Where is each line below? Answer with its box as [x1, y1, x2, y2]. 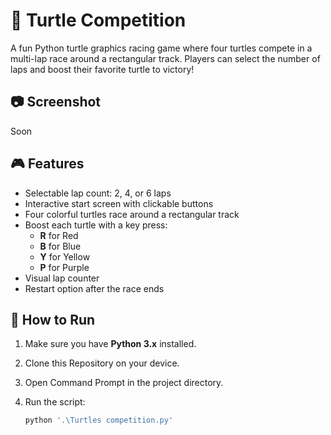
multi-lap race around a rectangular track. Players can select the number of [10, 52, 321, 64]
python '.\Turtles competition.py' [24, 415, 174, 426]
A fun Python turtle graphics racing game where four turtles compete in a [10, 42, 313, 54]
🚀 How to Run [10, 311, 96, 328]
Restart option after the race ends [24, 282, 165, 294]
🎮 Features [10, 155, 85, 173]
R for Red [39, 229, 79, 241]
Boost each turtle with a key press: [24, 219, 168, 231]
